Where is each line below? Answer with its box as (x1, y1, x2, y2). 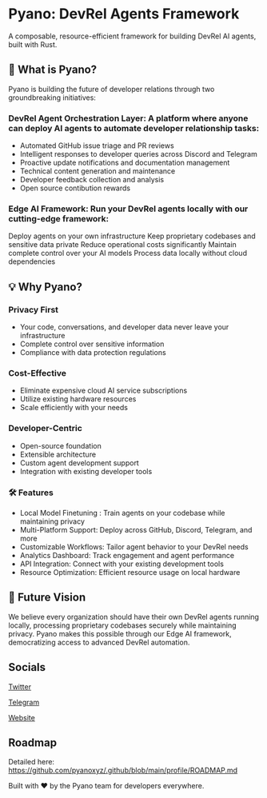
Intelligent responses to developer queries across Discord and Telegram (19, 150, 257, 159)
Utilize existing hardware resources (19, 394, 137, 404)
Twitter (8, 681, 32, 692)
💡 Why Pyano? (8, 280, 82, 293)
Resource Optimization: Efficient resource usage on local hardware (19, 567, 241, 577)
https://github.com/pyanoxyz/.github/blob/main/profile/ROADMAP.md (8, 765, 238, 776)
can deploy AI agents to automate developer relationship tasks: (8, 122, 260, 134)
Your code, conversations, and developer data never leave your (19, 322, 229, 332)
